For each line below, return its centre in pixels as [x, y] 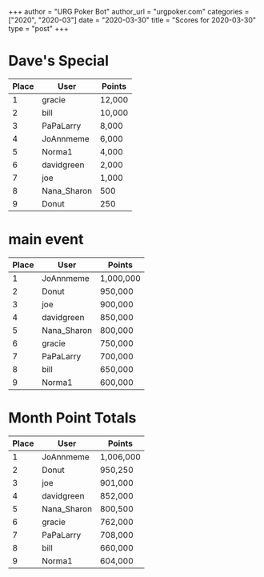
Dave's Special [59, 61]
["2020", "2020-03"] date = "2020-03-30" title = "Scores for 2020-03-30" [132, 20]
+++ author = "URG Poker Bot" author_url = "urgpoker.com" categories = [129, 12]
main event [46, 240]
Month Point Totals [72, 418]
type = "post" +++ [39, 28]
